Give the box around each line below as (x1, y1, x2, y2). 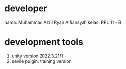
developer (4, 3, 47, 14)
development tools (4, 36, 84, 48)
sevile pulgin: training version (11, 58, 72, 64)
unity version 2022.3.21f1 (11, 53, 63, 59)
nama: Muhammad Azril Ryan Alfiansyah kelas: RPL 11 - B (4, 19, 122, 25)
